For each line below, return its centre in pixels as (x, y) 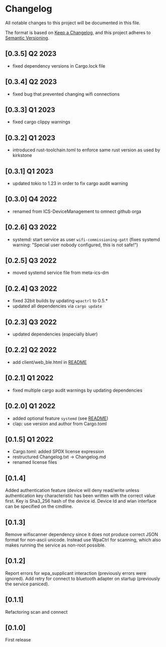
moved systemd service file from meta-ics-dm (61, 273)
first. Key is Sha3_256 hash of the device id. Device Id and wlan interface (81, 501)
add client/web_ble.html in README (50, 362)
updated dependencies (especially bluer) (55, 334)
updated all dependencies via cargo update (57, 306)
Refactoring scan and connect (36, 612)
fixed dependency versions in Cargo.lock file (59, 66)
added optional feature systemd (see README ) (60, 418)
